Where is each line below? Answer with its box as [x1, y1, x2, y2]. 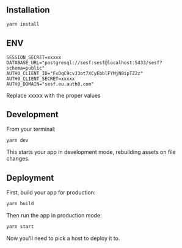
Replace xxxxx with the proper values [6, 92, 101, 99]
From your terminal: [6, 125, 56, 133]
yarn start [6, 223, 34, 230]
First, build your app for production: [6, 189, 96, 196]
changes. [6, 155, 30, 162]
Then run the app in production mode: [6, 211, 102, 219]
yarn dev [6, 137, 29, 144]
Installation [6, 5, 50, 15]
